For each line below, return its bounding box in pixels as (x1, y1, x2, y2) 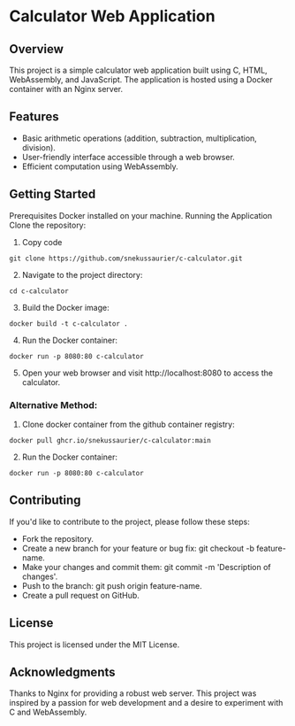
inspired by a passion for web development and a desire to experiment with (9, 698, 284, 708)
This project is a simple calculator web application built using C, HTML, (9, 65, 268, 75)
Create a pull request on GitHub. (21, 590, 140, 600)
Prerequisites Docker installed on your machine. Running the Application (9, 210, 273, 220)
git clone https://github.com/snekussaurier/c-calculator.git (9, 254, 243, 263)
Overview (9, 42, 64, 57)
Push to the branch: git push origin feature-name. (21, 580, 202, 591)
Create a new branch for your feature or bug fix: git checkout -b (21, 543, 254, 553)
